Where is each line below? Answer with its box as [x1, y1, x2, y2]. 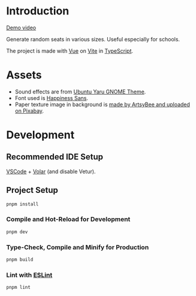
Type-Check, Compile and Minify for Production [6, 243, 149, 251]
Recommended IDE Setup [6, 152, 104, 162]
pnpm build [6, 256, 34, 263]
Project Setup [6, 185, 59, 195]
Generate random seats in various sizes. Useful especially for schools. [6, 35, 180, 43]
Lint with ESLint [6, 271, 53, 279]
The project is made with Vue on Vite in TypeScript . [6, 47, 134, 55]
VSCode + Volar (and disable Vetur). [6, 168, 96, 175]
